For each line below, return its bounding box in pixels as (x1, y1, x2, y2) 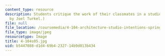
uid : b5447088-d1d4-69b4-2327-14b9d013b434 (5, 43, 96, 48)
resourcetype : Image (5, 35, 48, 39)
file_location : (5, 25, 36, 30)
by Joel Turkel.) (9, 16, 45, 21)
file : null (5, 20, 27, 26)
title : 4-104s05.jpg (5, 39, 48, 44)
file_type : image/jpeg (5, 30, 52, 35)
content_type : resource (5, 7, 54, 12)
